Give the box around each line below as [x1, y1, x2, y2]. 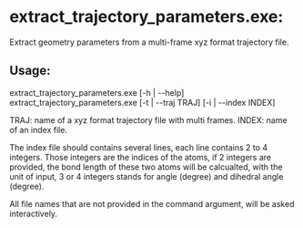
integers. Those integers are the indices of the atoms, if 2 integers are [9, 151, 271, 162]
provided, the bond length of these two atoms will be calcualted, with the [9, 161, 283, 172]
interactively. [9, 208, 57, 219]
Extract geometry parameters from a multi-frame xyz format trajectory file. [9, 36, 289, 47]
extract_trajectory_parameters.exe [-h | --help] [9, 87, 185, 98]
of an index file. [9, 124, 68, 135]
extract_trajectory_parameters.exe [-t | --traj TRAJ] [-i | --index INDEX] [9, 97, 276, 108]
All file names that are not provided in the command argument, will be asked [9, 198, 295, 209]
